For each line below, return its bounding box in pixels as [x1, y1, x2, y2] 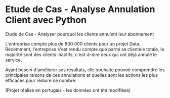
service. [5, 57, 22, 63]
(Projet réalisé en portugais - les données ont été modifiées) [5, 87, 131, 93]
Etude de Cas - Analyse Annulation [5, 4, 155, 15]
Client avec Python [5, 14, 87, 26]
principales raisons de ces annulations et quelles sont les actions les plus [5, 72, 158, 78]
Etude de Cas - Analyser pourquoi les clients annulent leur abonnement [5, 31, 154, 37]
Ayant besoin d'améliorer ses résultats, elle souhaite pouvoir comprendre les [5, 67, 165, 73]
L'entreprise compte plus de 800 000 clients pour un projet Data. [5, 40, 141, 46]
